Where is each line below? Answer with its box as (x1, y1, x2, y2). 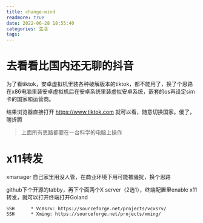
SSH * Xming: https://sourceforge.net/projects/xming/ (6, 211, 162, 217)
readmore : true (6, 15, 45, 21)
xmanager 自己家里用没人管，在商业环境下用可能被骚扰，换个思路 (6, 173, 171, 180)
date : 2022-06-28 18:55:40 (6, 20, 75, 26)
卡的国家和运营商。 (6, 95, 55, 103)
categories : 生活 (6, 25, 48, 32)
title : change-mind (6, 8, 56, 15)
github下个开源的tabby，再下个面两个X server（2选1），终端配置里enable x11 (6, 186, 198, 193)
